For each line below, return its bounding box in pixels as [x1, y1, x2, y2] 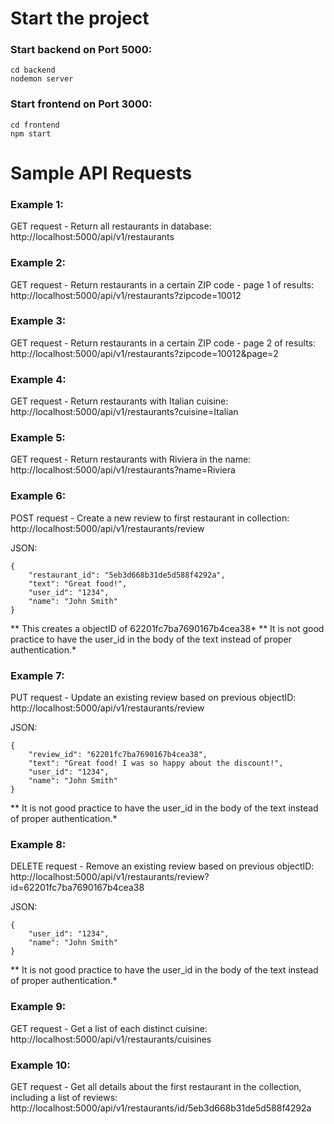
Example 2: [10, 256, 66, 270]
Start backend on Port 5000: [10, 43, 153, 57]
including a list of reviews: [10, 1091, 118, 1103]
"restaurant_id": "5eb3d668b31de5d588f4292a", [28, 570, 226, 580]
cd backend [10, 65, 56, 76]
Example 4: [10, 372, 67, 386]
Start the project [10, 7, 150, 30]
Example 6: [10, 489, 67, 503]
